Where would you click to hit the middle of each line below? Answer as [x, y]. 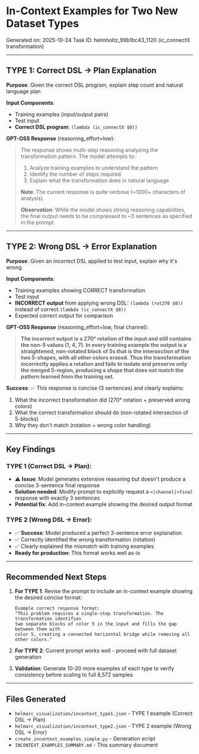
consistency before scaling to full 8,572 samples [74, 675]
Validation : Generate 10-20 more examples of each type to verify [94, 668]
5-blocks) [27, 419]
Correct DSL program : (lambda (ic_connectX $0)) [76, 127]
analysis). [32, 198]
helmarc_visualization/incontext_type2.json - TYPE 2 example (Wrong [103, 726]
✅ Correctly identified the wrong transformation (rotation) [85, 540]
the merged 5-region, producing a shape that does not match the [102, 370]
